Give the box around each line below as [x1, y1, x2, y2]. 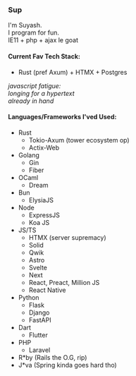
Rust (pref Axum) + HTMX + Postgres [18, 68, 128, 76]
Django [28, 308, 50, 317]
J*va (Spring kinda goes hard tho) [18, 360, 117, 369]
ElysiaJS [28, 195, 54, 204]
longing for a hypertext [8, 89, 75, 97]
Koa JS [28, 218, 50, 226]
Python [18, 293, 39, 301]
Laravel [28, 346, 51, 354]
